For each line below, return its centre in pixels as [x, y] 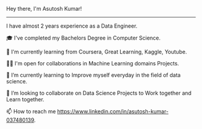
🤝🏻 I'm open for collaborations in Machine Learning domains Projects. [93, 63]
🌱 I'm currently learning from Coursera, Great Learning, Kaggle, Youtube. [97, 52]
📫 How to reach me [31, 111]
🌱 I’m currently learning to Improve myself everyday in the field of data [93, 75]
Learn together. [25, 99]
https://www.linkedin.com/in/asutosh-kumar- [113, 111]
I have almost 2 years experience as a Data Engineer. [72, 26]
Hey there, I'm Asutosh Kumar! [44, 9]
